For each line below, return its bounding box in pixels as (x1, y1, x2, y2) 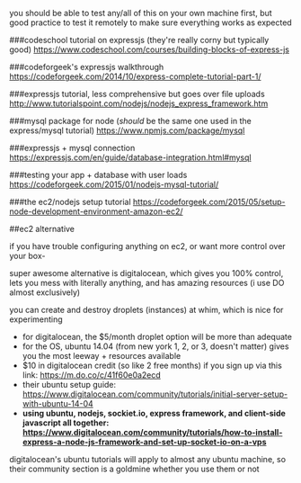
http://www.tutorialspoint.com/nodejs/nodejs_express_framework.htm (9, 98, 269, 109)
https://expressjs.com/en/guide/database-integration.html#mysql (9, 152, 252, 163)
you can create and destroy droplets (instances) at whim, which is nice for (9, 305, 284, 315)
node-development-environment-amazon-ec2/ (9, 206, 183, 217)
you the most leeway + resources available (22, 351, 181, 361)
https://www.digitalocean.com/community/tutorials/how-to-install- (22, 427, 283, 437)
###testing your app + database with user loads (9, 170, 188, 180)
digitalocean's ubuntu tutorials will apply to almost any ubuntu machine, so (9, 454, 286, 464)
